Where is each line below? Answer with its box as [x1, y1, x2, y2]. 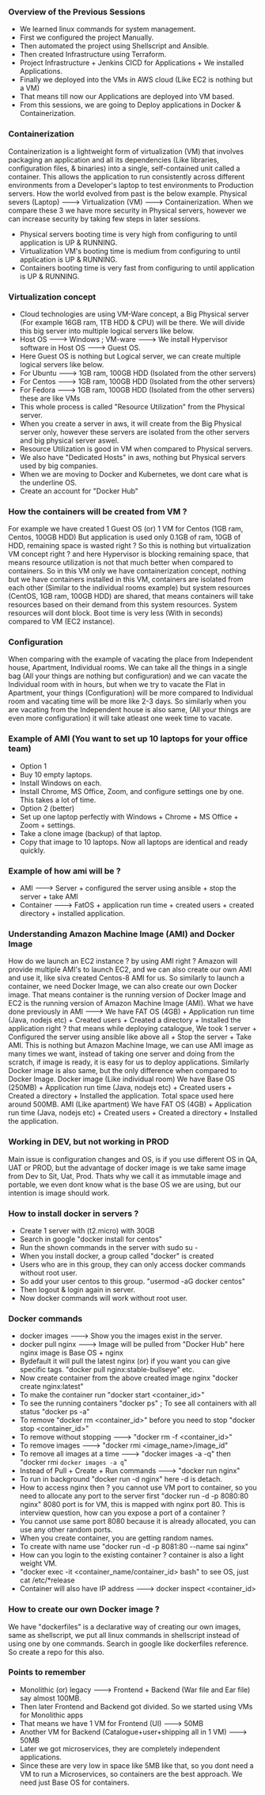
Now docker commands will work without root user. [19, 1293, 188, 1302]
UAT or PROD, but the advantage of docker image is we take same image [8, 1163, 247, 1172]
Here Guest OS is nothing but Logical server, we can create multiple [19, 351, 241, 361]
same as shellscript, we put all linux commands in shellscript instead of [8, 1630, 240, 1640]
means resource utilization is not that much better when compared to [8, 558, 233, 567]
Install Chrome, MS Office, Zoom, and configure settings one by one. [19, 786, 244, 796]
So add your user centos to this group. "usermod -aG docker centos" [19, 1276, 245, 1286]
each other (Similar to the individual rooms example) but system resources [8, 583, 251, 593]
